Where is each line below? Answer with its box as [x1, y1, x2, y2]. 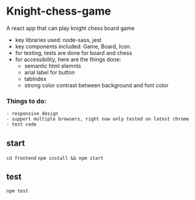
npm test [6, 188, 29, 194]
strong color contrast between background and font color [24, 81, 169, 89]
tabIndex [24, 75, 47, 82]
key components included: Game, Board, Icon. [15, 43, 132, 50]
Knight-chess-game [6, 4, 112, 18]
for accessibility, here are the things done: [15, 55, 121, 63]
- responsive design [6, 111, 59, 117]
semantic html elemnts [24, 62, 81, 70]
